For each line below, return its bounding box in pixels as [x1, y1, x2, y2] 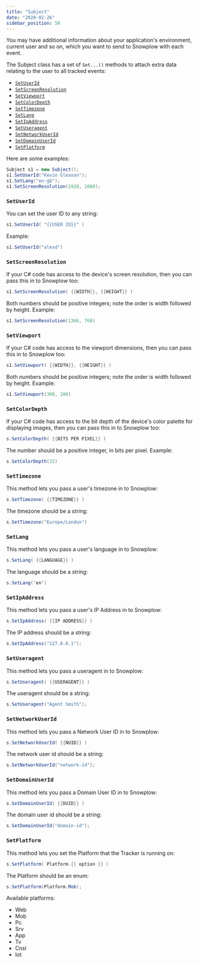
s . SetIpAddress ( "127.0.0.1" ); [6, 641, 82, 647]
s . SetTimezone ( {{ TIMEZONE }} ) [6, 497, 85, 503]
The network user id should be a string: [6, 751, 104, 758]
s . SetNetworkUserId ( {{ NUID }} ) [6, 740, 87, 746]
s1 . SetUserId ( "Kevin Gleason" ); [6, 173, 87, 179]
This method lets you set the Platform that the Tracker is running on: [6, 849, 176, 857]
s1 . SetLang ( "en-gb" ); [6, 178, 61, 184]
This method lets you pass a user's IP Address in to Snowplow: [6, 606, 162, 614]
